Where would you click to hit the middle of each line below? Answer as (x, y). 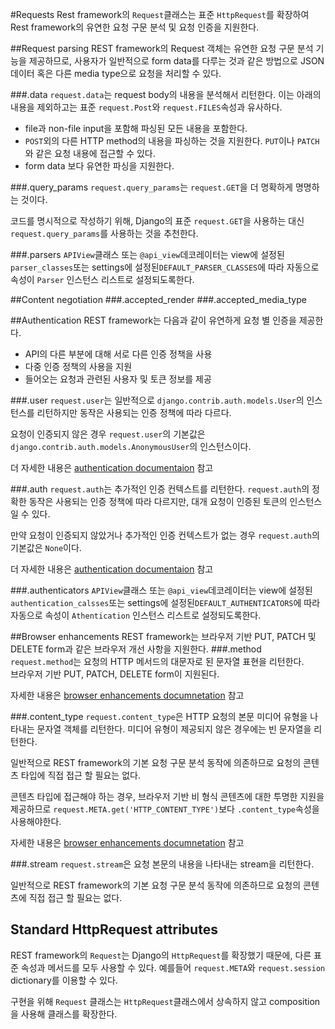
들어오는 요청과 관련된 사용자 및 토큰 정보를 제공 (118, 379)
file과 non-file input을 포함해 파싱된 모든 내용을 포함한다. (136, 128)
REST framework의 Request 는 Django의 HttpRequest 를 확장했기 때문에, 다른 (161, 955)
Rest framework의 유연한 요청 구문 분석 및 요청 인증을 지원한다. (135, 27)
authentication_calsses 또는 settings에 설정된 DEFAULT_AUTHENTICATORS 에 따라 (165, 602)
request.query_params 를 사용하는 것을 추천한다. (104, 233)
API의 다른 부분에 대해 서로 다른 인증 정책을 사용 (118, 354)
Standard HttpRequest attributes (114, 929)
